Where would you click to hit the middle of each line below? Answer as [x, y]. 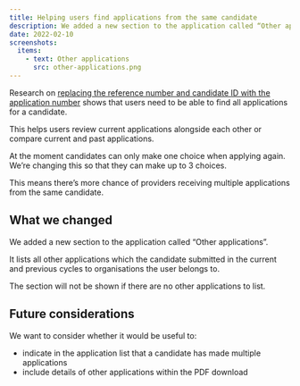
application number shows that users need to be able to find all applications [149, 102]
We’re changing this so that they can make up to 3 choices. [118, 165]
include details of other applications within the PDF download [135, 372]
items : [29, 51]
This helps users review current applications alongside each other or [135, 129]
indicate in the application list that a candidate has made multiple [142, 353]
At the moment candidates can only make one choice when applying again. [147, 155]
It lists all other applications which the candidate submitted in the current [143, 259]
